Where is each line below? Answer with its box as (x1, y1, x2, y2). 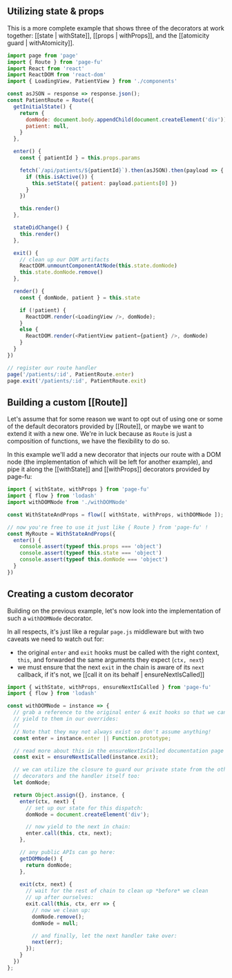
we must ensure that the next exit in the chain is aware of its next (17, 663, 205, 671)
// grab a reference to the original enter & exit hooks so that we (13, 709, 215, 716)
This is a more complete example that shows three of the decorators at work (7, 24, 224, 32)
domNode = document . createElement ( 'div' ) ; (25, 811, 150, 818)
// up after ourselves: (25, 894, 95, 901)
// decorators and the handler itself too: (13, 773, 140, 780)
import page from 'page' (7, 52, 79, 59)
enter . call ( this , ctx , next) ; (25, 830, 113, 837)
